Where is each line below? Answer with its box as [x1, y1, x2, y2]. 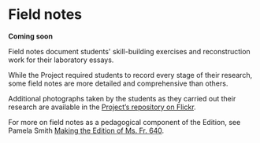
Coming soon [8, 31, 54, 41]
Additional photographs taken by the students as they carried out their [8, 93, 236, 103]
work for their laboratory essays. [8, 55, 114, 64]
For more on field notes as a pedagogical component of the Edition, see [8, 117, 241, 126]
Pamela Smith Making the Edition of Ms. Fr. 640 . [8, 126, 165, 135]
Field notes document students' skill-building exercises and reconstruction [8, 46, 251, 56]
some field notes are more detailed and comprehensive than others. [8, 79, 228, 88]
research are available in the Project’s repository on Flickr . [8, 102, 196, 112]
